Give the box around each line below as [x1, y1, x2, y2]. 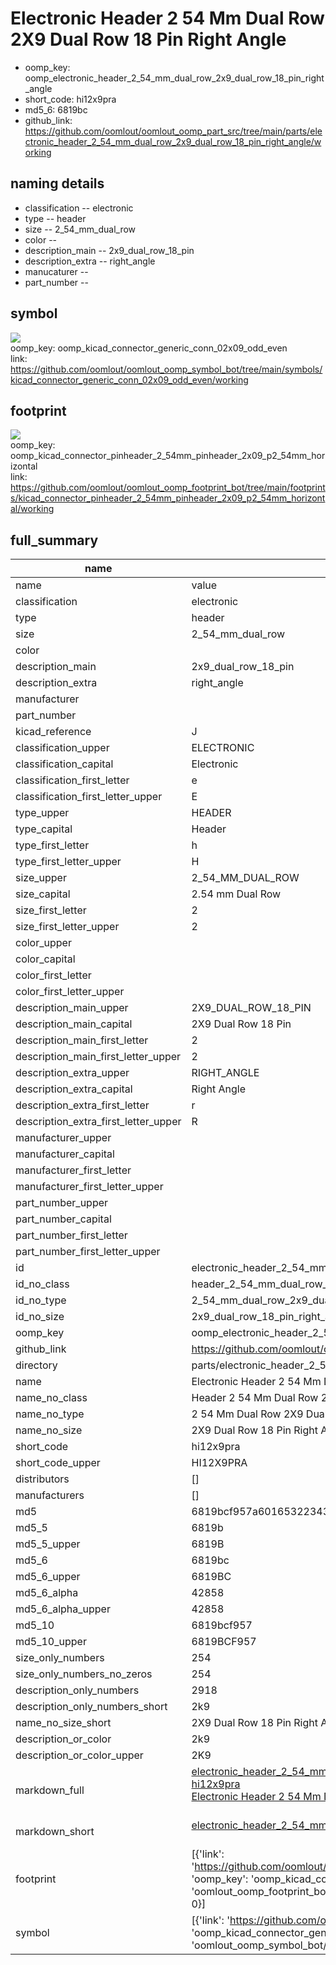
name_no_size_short [15, 1716, 112, 1730]
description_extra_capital [15, 1082, 133, 1096]
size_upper [15, 871, 67, 885]
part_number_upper [15, 1196, 109, 1210]
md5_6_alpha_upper [15, 1602, 111, 1616]
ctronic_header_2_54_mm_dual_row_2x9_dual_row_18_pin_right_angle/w [24, 135, 322, 147]
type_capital [15, 822, 73, 836]
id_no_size [15, 1310, 65, 1324]
